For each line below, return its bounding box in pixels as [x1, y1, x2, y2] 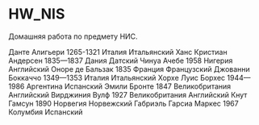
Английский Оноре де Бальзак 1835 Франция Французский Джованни [8, 64, 250, 73]
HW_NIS [8, 5, 65, 23]
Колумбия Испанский [8, 106, 83, 117]
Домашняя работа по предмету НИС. [8, 31, 139, 41]
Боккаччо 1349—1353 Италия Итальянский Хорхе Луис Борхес [8, 73, 226, 82]
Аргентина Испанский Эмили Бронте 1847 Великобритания [26, 81, 232, 91]
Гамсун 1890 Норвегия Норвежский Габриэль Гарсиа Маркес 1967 [8, 98, 240, 108]
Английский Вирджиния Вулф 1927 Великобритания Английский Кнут [8, 90, 248, 99]
